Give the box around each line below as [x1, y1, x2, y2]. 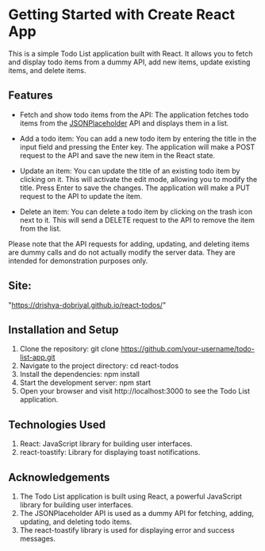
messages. [19, 534, 56, 543]
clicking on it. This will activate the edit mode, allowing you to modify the [19, 174, 258, 184]
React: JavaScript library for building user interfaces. [19, 439, 193, 448]
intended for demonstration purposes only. [8, 256, 148, 266]
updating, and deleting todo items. [19, 517, 132, 526]
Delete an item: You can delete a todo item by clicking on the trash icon [19, 207, 252, 216]
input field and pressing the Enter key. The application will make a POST [19, 142, 255, 152]
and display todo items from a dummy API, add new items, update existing [8, 57, 251, 67]
